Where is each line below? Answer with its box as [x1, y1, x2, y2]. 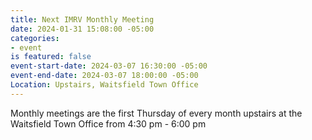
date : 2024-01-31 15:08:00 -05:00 [10, 24, 155, 34]
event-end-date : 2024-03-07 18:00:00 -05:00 [10, 71, 199, 81]
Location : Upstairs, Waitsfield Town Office [10, 80, 199, 90]
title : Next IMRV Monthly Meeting [10, 14, 155, 25]
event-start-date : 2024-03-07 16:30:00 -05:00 [10, 61, 208, 71]
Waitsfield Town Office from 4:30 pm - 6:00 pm [10, 117, 207, 130]
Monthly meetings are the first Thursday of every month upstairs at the [10, 107, 303, 119]
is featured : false [10, 52, 92, 62]
